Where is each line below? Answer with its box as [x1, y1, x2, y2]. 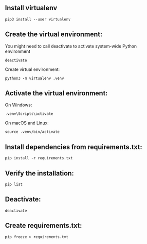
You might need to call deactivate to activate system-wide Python [5, 43, 137, 49]
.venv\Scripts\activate [5, 111, 54, 116]
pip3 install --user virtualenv [5, 17, 71, 22]
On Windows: [5, 102, 32, 108]
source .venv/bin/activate [5, 130, 60, 134]
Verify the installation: [5, 169, 74, 177]
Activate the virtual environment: [5, 89, 108, 97]
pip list [5, 182, 23, 187]
